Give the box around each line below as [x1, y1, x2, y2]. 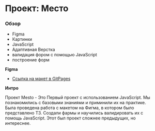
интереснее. [5, 120, 31, 126]
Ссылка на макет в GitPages [12, 76, 71, 82]
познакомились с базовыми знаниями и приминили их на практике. [5, 100, 146, 106]
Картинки [12, 36, 32, 42]
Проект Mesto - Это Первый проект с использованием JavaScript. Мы [5, 95, 151, 100]
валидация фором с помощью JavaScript [12, 52, 97, 58]
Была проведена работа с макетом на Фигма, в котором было [5, 105, 134, 111]
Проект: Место [5, 3, 69, 14]
